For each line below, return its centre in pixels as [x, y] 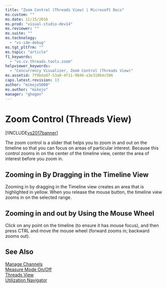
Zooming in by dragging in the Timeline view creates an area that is [75, 187]
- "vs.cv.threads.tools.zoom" [41, 61]
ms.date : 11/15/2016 [27, 19]
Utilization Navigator [26, 280]
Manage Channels [24, 264]
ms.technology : [21, 38]
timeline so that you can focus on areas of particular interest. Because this [82, 148]
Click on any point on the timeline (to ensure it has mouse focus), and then [82, 225]
